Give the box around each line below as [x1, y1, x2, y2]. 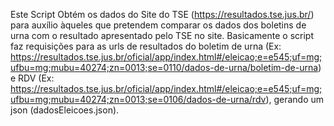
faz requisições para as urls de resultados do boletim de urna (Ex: [10, 40, 282, 52]
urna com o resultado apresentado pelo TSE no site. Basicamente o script [10, 30, 315, 41]
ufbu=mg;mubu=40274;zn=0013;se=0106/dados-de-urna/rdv [10, 94, 267, 105]
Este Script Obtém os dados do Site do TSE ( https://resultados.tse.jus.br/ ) [10, 9, 315, 20]
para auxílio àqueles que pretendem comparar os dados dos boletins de [10, 19, 307, 31]
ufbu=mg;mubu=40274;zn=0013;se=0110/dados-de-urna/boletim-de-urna [10, 62, 319, 73]
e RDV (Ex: [10, 72, 55, 84]
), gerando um [265, 94, 325, 105]
